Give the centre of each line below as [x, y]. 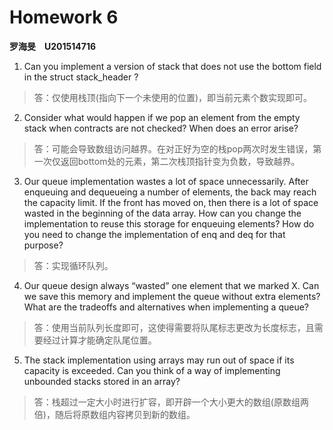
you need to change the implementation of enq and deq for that [154, 234]
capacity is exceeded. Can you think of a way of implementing [152, 370]
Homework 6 [64, 17]
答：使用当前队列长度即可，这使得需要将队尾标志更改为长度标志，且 [174, 327]
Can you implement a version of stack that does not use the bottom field [172, 66]
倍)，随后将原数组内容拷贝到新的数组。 [114, 414]
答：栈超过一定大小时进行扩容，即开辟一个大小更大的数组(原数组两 [171, 402]
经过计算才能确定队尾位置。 [99, 340]
